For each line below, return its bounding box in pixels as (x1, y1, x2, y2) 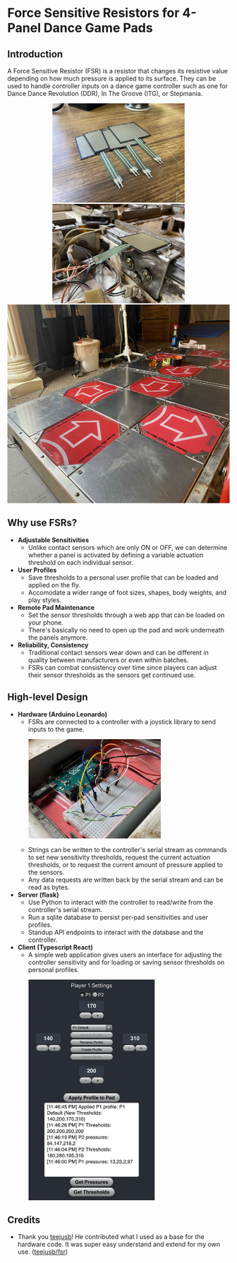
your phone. (28, 618, 63, 626)
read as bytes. (28, 882, 70, 891)
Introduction (7, 48, 63, 60)
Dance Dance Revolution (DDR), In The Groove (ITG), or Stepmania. (7, 90, 203, 97)
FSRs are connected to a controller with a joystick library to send (28, 717, 217, 726)
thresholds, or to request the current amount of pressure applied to (28, 860, 224, 869)
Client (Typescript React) (17, 942, 93, 951)
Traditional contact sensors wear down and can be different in (28, 648, 209, 657)
